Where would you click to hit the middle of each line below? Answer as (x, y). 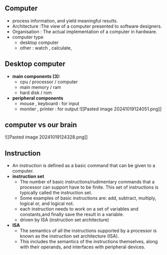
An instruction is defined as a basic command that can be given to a (83, 166)
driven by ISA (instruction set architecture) (64, 220)
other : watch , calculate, (46, 48)
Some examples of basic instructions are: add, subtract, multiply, (88, 198)
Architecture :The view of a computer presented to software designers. (87, 26)
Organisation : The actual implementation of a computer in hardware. (85, 31)
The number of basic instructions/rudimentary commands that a (87, 182)
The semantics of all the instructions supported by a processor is (88, 231)
